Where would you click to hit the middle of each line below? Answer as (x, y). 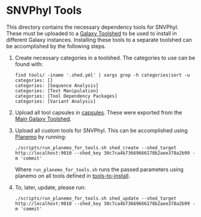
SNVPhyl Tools (44, 10)
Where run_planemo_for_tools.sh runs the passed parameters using (99, 169)
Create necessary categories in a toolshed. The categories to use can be (105, 58)
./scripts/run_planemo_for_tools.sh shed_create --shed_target (96, 147)
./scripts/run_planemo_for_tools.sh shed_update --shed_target (96, 198)
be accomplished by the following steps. (56, 46)
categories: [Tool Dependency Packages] (66, 96)
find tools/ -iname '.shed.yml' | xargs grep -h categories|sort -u (102, 75)
